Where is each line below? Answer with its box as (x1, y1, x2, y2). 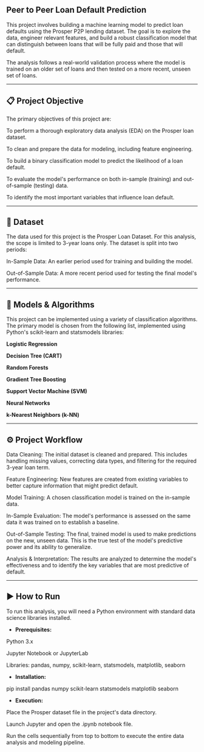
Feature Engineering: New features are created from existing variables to (6, 475, 188, 483)
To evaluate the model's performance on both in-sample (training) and (6, 175, 183, 182)
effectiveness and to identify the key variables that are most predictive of (6, 562, 189, 569)
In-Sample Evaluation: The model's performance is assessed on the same (6, 512, 191, 520)
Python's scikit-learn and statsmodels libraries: (6, 328, 124, 336)
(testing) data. (33, 182, 69, 189)
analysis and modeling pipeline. (6, 739, 85, 746)
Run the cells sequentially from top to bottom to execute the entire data (6, 732, 184, 739)
